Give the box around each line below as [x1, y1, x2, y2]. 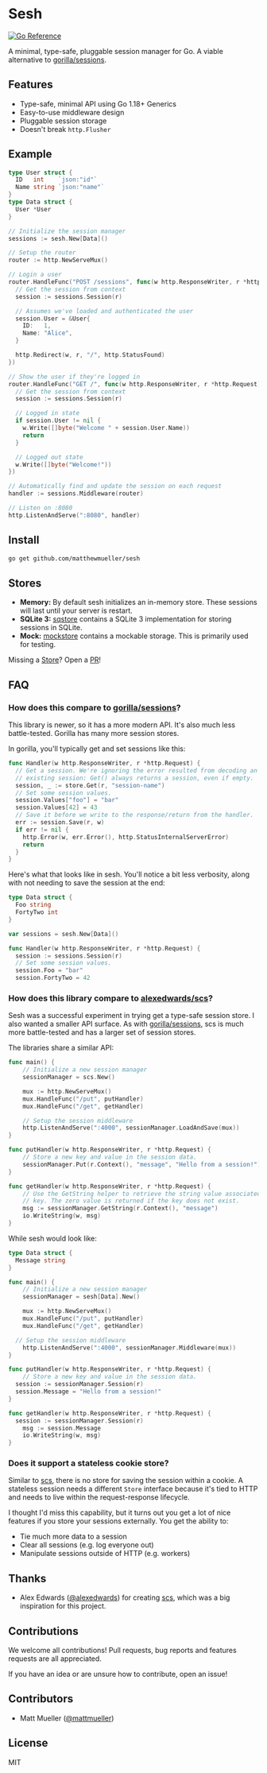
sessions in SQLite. [19, 623, 83, 633]
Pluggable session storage [19, 116, 107, 126]
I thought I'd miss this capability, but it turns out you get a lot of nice [8, 1508, 231, 1518]
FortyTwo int [15, 908, 59, 916]
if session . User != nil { [15, 416, 102, 425]
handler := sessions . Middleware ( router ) [8, 490, 145, 497]
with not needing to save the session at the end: [8, 878, 165, 888]
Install [8, 533, 40, 547]
